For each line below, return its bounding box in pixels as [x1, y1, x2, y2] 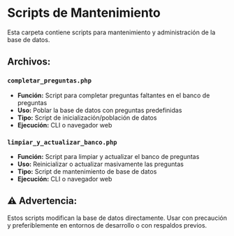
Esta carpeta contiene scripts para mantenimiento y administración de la [7, 28, 216, 36]
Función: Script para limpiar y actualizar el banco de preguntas [17, 152, 200, 160]
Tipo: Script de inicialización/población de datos [17, 113, 157, 122]
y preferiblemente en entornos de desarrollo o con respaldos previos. [7, 221, 207, 229]
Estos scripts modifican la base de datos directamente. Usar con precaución [7, 214, 227, 222]
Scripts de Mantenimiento [7, 5, 161, 21]
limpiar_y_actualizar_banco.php [7, 138, 117, 146]
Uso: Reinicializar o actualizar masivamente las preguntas [17, 160, 184, 168]
